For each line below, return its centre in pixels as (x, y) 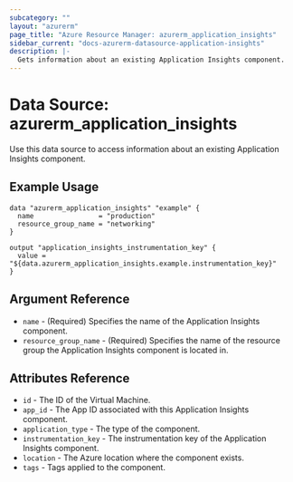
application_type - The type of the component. (111, 429)
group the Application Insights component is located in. (125, 350)
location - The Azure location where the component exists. (133, 458)
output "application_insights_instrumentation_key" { (113, 247)
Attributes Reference (70, 378)
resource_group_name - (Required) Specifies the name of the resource (151, 340)
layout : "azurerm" (44, 26)
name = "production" (86, 216)
